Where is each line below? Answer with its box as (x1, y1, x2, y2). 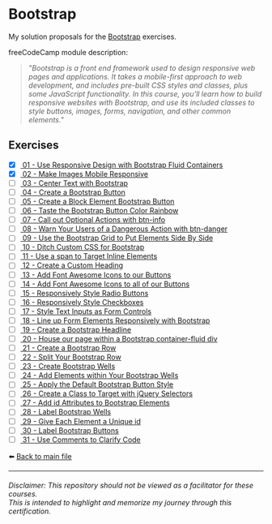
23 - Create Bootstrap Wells (22, 362, 116, 372)
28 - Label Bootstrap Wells (22, 407, 112, 417)
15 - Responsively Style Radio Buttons (22, 288, 149, 298)
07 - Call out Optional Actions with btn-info (22, 215, 166, 225)
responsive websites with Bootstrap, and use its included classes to (28, 97, 255, 107)
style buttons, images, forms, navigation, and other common (28, 106, 232, 116)
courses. (8, 489, 38, 499)
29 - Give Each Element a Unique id (22, 416, 142, 426)
